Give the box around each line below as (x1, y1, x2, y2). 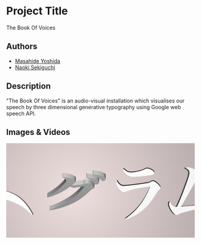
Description (6, 81, 51, 91)
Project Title (6, 4, 68, 18)
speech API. (6, 110, 36, 117)
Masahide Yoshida (14, 57, 61, 64)
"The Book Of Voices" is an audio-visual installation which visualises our (6, 97, 185, 104)
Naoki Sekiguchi (14, 64, 56, 71)
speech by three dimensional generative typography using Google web (6, 103, 181, 110)
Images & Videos (6, 127, 71, 137)
